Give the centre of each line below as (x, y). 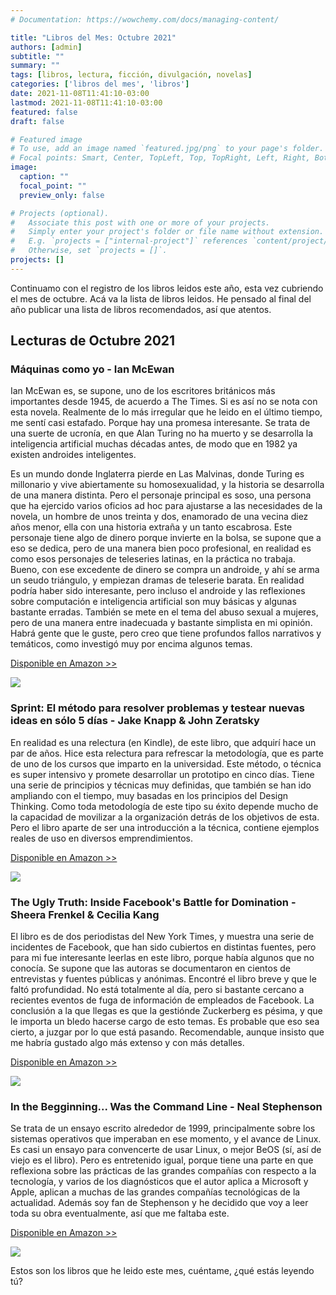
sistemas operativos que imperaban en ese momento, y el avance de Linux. (166, 1139)
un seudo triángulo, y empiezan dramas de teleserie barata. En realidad (157, 580)
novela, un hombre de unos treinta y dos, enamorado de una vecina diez (159, 517)
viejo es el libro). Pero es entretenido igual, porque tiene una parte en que (162, 1160)
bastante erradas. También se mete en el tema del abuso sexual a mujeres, (164, 612)
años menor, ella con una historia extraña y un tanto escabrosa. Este (151, 527)
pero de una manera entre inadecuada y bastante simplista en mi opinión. (161, 623)
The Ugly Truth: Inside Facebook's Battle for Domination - (153, 902)
